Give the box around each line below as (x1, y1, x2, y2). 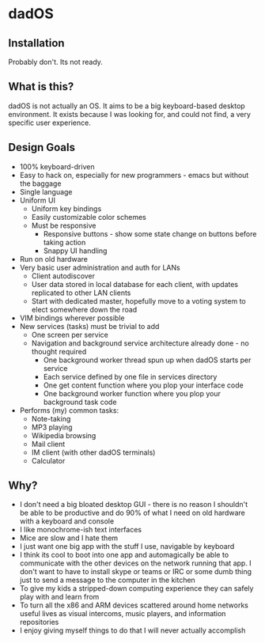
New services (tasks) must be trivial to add (19, 321, 160, 331)
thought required (31, 346, 87, 356)
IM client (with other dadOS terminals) (31, 448, 156, 457)
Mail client (31, 439, 66, 448)
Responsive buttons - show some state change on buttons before (43, 229, 257, 238)
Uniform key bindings (31, 203, 102, 214)
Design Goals (8, 141, 75, 154)
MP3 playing (31, 422, 73, 432)
